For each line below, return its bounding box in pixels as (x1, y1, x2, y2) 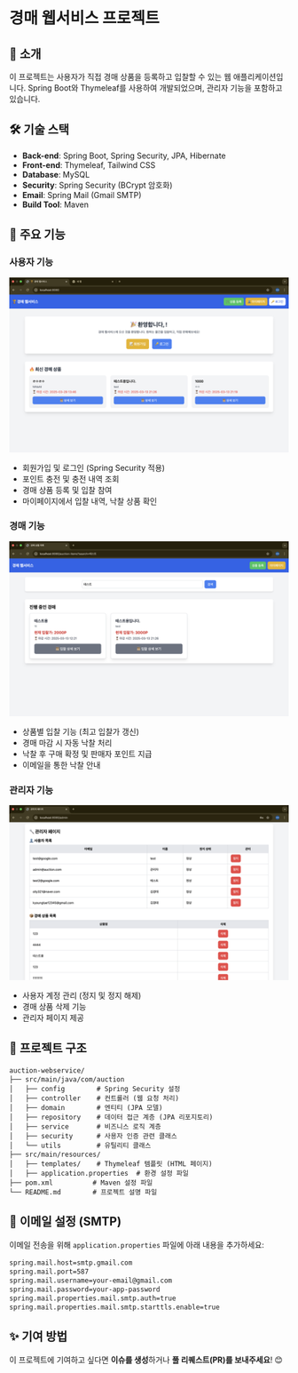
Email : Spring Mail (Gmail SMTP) (21, 189, 142, 200)
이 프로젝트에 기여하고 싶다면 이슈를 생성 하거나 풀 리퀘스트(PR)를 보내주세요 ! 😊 (9, 1354, 284, 1365)
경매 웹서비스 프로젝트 (9, 8, 160, 28)
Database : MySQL (21, 169, 90, 180)
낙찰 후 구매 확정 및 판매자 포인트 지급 (21, 748, 153, 759)
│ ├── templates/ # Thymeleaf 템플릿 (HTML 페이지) (9, 1159, 213, 1169)
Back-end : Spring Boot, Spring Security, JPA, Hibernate (21, 150, 226, 161)
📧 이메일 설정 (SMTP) (9, 1214, 122, 1229)
